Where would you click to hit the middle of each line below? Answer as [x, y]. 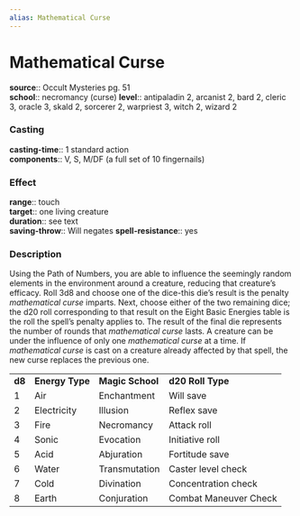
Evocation [120, 440]
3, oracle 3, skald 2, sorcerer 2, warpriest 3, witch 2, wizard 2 [123, 106]
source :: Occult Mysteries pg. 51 [70, 88]
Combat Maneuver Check [223, 499]
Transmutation [129, 469]
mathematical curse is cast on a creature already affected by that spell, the [149, 350]
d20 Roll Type [199, 382]
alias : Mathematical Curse [60, 18]
